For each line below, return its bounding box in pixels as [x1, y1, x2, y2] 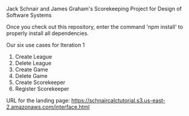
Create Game [14, 66, 48, 73]
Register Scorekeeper [14, 85, 69, 92]
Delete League [14, 60, 52, 66]
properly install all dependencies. [6, 30, 89, 37]
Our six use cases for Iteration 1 [6, 42, 85, 48]
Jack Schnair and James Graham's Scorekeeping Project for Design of [6, 5, 182, 12]
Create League [14, 53, 53, 60]
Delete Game [14, 72, 48, 79]
